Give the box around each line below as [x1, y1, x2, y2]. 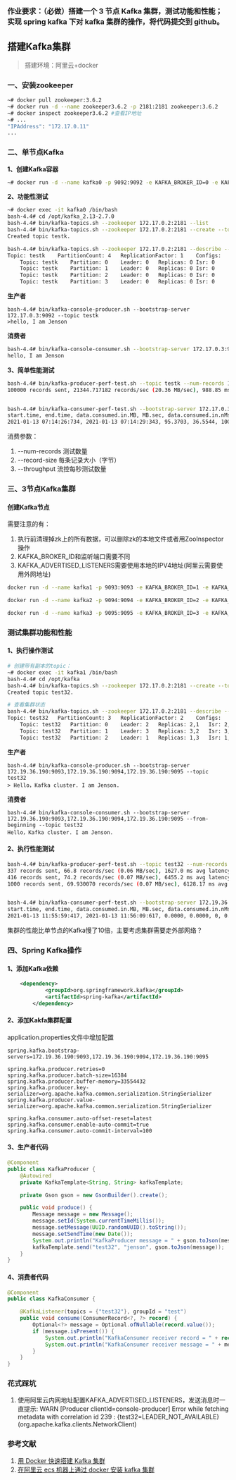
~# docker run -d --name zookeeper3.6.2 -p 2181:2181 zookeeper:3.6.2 [7, 103, 218, 110]
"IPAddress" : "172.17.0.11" [7, 123, 90, 130]
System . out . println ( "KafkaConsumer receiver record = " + [44, 1334, 218, 1341]
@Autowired [20, 1172, 52, 1179]
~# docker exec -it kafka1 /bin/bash [7, 668, 118, 676]
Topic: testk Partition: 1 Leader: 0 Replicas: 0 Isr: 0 [20, 265, 216, 272]
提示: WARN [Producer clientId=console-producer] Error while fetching [23, 1405, 229, 1413]
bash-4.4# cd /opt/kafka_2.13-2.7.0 [7, 213, 114, 220]
